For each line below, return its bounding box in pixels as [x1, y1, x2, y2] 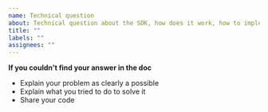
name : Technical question [8, 11, 94, 20]
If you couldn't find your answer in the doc [8, 63, 152, 72]
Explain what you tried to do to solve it [19, 87, 146, 96]
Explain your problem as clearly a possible [19, 79, 160, 88]
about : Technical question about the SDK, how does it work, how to [8, 19, 241, 27]
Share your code [19, 95, 75, 105]
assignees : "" [8, 41, 56, 49]
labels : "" [8, 33, 45, 42]
